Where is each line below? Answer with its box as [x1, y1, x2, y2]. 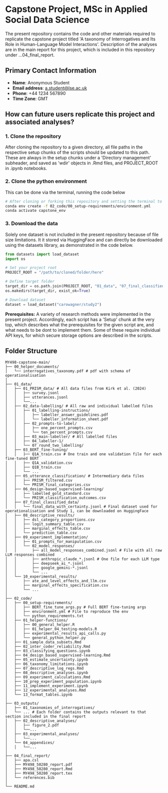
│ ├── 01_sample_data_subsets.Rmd [5, 640, 81, 645]
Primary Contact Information [5, 66, 96, 75]
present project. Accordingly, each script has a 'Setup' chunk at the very [5, 316, 155, 322]
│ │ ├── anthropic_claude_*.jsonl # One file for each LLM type [5, 557, 160, 562]
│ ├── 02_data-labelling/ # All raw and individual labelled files [5, 404, 153, 409]
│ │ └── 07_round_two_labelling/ [5, 443, 84, 448]
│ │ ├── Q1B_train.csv [5, 465, 61, 470]
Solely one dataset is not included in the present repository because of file [5, 231, 159, 237]
